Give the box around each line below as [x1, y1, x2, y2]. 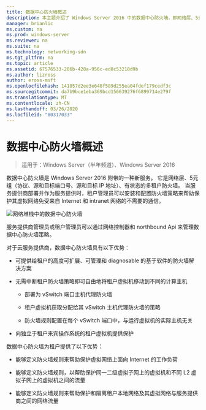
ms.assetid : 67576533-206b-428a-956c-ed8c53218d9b [6, 66, 139, 72]
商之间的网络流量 [15, 397, 59, 404]
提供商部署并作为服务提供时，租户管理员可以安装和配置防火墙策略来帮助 [11, 189, 194, 197]
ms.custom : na [6, 26, 43, 32]
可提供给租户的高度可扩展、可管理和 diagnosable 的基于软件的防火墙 [15, 257, 189, 264]
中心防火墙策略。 [11, 231, 55, 238]
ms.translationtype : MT [6, 94, 67, 101]
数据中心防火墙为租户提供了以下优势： [6, 343, 103, 350]
